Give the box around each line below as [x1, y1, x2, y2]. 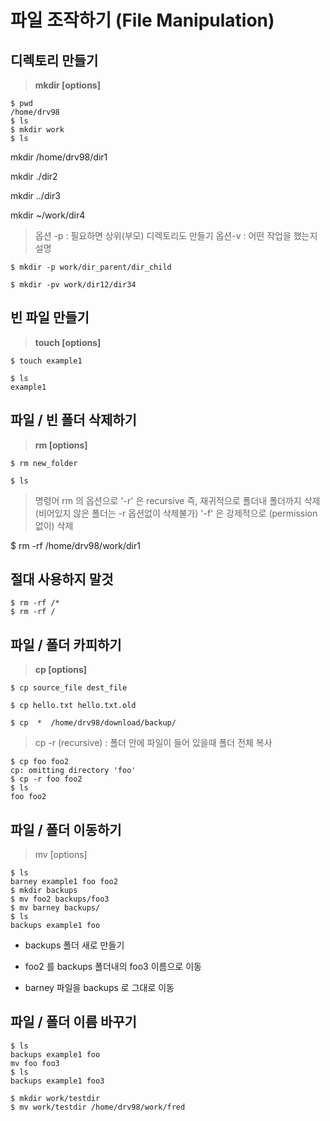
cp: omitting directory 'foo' [10, 766, 137, 776]
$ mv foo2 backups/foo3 [10, 894, 110, 905]
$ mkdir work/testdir [10, 1093, 101, 1103]
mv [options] [34, 849, 88, 861]
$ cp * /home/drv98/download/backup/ [10, 718, 177, 728]
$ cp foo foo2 [10, 757, 70, 767]
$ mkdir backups [10, 886, 78, 896]
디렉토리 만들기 [10, 52, 99, 69]
